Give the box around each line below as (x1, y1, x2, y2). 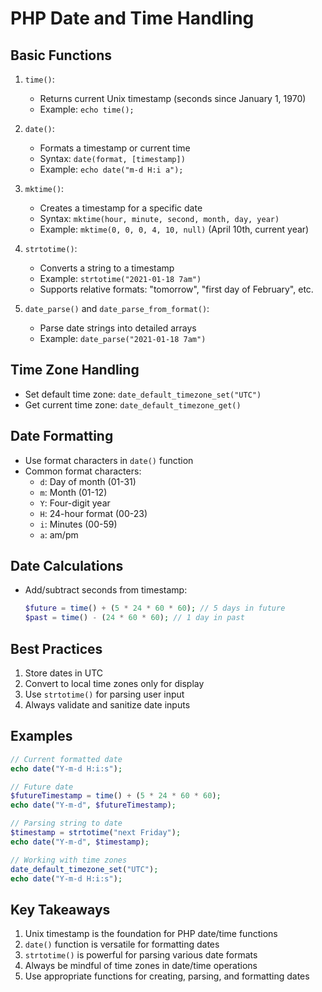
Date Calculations (10, 558, 124, 575)
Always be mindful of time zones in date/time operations (24, 960, 258, 972)
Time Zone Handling (10, 362, 140, 379)
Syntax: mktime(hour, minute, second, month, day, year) (39, 213, 280, 224)
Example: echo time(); (39, 103, 135, 115)
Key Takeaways (10, 901, 111, 918)
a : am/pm (39, 528, 79, 541)
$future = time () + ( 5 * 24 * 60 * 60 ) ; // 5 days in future (24, 603, 286, 614)
